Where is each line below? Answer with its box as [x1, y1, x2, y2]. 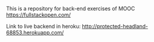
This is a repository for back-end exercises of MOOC [6, 5, 135, 12]
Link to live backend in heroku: [6, 23, 81, 30]
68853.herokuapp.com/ [6, 29, 64, 36]
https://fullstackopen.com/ [6, 11, 71, 18]
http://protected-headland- [82, 23, 148, 30]
